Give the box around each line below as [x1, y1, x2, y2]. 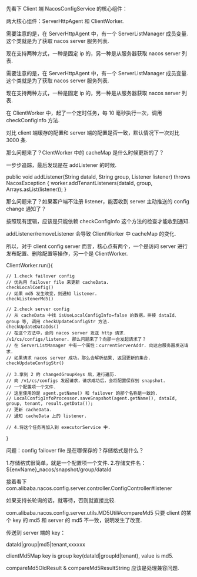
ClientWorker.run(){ [6, 262, 53, 269]
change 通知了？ [6, 205, 47, 212]
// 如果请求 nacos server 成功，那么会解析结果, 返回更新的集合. [6, 355, 151, 361]
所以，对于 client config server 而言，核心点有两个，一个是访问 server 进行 [6, 243, 188, 250]
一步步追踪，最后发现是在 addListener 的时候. [6, 162, 116, 169]
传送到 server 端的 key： [6, 529, 66, 536]
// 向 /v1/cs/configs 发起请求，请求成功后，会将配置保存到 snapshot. [6, 378, 166, 384]
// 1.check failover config [6, 273, 75, 279]
